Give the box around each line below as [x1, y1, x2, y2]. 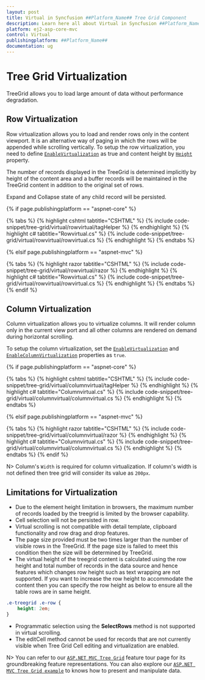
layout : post [6, 9, 40, 15]
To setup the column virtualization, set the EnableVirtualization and [6, 345, 179, 352]
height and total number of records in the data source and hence [15, 562, 178, 570]
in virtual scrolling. [15, 629, 62, 636]
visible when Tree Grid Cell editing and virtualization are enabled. [15, 641, 179, 649]
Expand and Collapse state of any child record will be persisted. [6, 193, 167, 200]
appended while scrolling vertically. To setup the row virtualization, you [6, 143, 185, 151]
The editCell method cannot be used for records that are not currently [15, 635, 191, 643]
